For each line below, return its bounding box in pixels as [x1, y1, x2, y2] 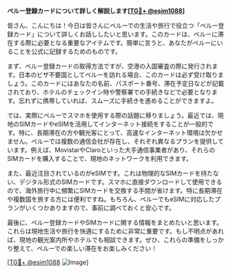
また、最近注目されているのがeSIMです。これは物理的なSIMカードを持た [7, 169, 214, 177]
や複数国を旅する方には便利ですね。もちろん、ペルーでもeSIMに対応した [7, 195, 215, 203]
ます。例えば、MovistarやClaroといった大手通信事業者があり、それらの [12, 146, 216, 154]
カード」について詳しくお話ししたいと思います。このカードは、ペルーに [12, 30, 219, 38]
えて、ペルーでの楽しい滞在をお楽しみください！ [19, 245, 157, 252]
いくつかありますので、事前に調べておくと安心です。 [25, 204, 176, 211]
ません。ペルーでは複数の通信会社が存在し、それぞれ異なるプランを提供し [7, 138, 219, 145]
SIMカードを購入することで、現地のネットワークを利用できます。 [7, 155, 193, 162]
